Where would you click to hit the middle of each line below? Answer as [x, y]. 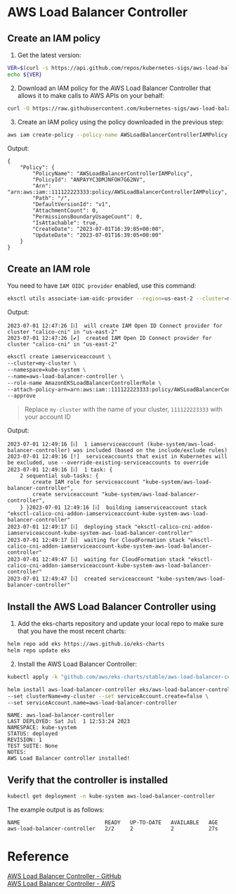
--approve [22, 396]
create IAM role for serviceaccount [86, 482]
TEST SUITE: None [33, 746]
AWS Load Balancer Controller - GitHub [64, 876]
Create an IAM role [49, 269]
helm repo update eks [39, 650]
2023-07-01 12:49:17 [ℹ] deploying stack [70, 527]
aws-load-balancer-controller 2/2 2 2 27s [113, 829]
